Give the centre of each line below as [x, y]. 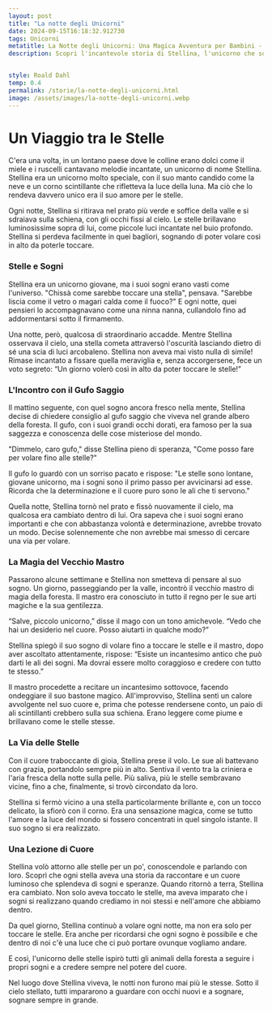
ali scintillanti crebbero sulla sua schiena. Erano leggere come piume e [126, 713]
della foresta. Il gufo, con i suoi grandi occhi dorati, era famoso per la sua [130, 425]
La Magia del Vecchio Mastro [66, 562]
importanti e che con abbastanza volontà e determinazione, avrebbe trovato [135, 524]
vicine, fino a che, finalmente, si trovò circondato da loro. [103, 786]
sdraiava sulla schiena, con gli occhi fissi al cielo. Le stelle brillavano [122, 219]
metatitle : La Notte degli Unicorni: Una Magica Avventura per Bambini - [136, 46]
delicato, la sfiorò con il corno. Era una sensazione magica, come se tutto [131, 810]
